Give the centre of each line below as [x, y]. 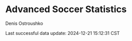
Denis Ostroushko [24, 23]
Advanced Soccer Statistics [66, 9]
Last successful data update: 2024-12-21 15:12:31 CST [63, 33]
